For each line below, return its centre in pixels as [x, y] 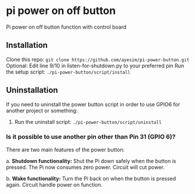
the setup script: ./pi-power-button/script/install [68, 72]
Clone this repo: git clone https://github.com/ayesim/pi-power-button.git [98, 59]
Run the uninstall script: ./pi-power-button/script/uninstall [88, 122]
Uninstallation [32, 90]
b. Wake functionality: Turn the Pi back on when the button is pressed [91, 178]
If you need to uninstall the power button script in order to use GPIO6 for [93, 104]
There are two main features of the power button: [65, 150]
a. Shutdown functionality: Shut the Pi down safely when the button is [91, 161]
